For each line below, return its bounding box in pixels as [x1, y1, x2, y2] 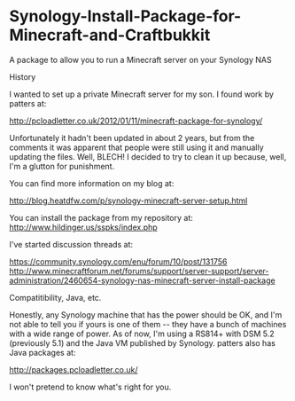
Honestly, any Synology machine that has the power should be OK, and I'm [9, 309, 283, 320]
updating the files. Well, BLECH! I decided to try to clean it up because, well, [9, 151, 287, 161]
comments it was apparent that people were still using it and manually [9, 142, 264, 153]
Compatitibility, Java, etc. [9, 292, 102, 303]
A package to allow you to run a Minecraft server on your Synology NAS [9, 54, 272, 65]
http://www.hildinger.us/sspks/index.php [9, 222, 158, 232]
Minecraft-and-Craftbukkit [9, 25, 211, 45]
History [9, 71, 36, 82]
